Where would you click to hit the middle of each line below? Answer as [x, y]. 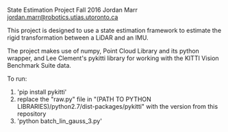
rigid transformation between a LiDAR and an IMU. [78, 38]
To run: [17, 79]
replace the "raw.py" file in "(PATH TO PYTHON [84, 99]
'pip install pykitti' [42, 92]
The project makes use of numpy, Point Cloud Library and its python [103, 51]
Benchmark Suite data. [39, 65]
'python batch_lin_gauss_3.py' [60, 121]
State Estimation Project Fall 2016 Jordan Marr [73, 10]
